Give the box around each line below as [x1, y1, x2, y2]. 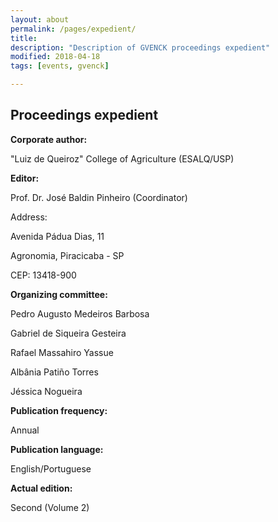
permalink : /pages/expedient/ [10, 24, 137, 34]
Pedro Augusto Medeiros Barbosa [10, 307, 150, 320]
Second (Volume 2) [10, 501, 90, 513]
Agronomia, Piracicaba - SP [10, 249, 125, 261]
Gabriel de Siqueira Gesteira [10, 327, 127, 339]
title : [10, 33, 38, 43]
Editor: [10, 172, 40, 184]
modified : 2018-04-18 [10, 52, 101, 62]
